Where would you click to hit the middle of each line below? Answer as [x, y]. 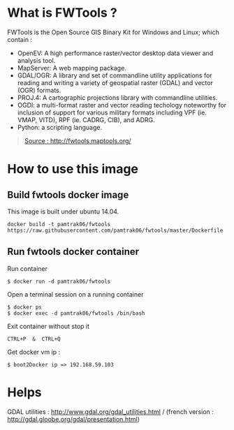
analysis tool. [36, 60]
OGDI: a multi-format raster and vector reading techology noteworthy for [122, 105]
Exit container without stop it [48, 326]
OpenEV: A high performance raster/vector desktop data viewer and [115, 53]
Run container [27, 268]
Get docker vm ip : [34, 352]
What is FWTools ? [62, 13]
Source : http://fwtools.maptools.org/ [78, 140]
